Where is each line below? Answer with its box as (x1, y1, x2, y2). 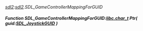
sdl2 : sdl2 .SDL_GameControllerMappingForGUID (5, 4, 103, 10)
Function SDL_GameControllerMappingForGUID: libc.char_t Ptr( (5, 15, 138, 21)
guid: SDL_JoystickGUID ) (5, 20, 58, 26)
